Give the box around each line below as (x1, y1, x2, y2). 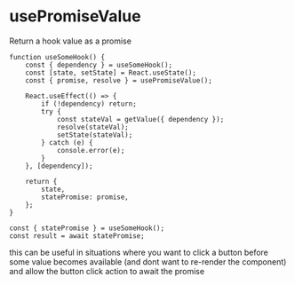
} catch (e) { (41, 138, 93, 147)
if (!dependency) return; (41, 99, 138, 108)
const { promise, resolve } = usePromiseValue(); (25, 75, 213, 85)
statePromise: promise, (41, 193, 129, 202)
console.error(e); (56, 146, 125, 154)
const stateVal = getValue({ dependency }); (56, 115, 225, 123)
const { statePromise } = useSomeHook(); (9, 224, 165, 233)
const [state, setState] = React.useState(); (25, 68, 197, 77)
